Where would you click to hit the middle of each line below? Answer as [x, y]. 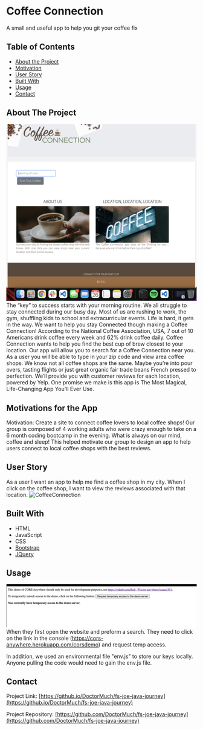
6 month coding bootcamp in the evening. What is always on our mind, [94, 435]
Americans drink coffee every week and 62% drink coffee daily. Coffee [95, 338]
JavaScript [28, 534]
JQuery [24, 554]
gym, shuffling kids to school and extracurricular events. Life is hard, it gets [100, 318]
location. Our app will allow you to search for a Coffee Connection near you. [101, 350]
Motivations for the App [52, 408]
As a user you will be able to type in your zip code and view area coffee [95, 357]
